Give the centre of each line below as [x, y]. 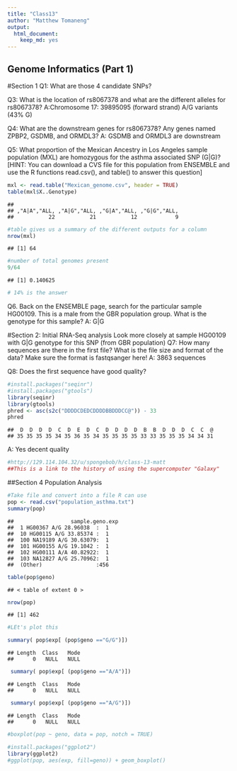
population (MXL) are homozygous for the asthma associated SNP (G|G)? [114, 157]
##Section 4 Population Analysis [55, 483]
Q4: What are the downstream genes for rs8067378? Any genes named [111, 128]
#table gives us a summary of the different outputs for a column [107, 229]
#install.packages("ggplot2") [52, 747]
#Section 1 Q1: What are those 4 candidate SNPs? [80, 86]
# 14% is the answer [38, 293]
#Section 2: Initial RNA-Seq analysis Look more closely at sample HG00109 [117, 335]
